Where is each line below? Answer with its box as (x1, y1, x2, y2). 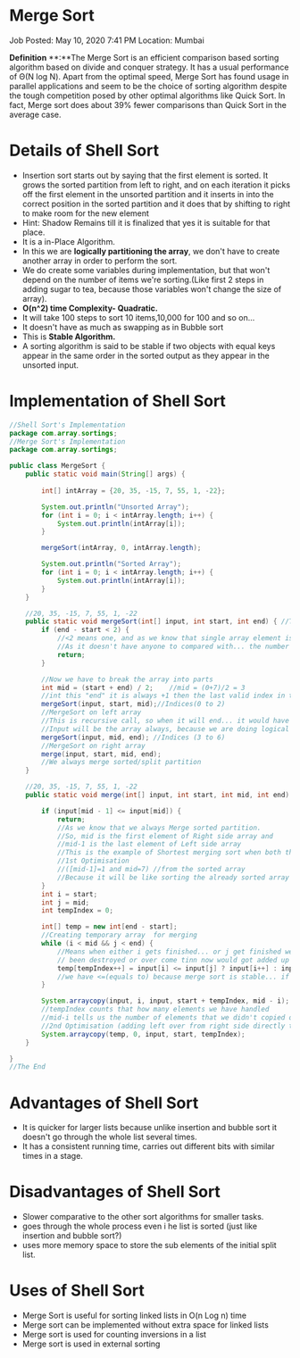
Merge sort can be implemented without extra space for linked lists (21, 1320, 270, 1330)
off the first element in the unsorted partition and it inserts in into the (21, 188, 274, 199)
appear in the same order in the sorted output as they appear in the (21, 350, 271, 361)
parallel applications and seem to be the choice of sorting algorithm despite (9, 80, 287, 91)
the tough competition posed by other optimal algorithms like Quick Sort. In (9, 90, 286, 101)
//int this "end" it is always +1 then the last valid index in (41, 691, 286, 701)
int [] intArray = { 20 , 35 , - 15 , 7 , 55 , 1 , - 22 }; (41, 486, 226, 496)
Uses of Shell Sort (9, 1280, 146, 1301)
